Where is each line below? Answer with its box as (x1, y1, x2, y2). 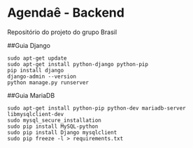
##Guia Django (7, 41, 51, 49)
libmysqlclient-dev (7, 110, 64, 117)
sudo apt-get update (7, 54, 68, 62)
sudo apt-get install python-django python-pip (7, 60, 149, 67)
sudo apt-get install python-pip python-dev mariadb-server (7, 104, 187, 112)
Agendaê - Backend (7, 5, 124, 21)
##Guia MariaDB (7, 91, 55, 99)
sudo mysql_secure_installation (7, 117, 101, 124)
